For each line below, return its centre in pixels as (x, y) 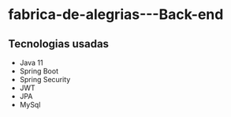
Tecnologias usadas (58, 44)
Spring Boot (39, 71)
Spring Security (45, 79)
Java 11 (31, 62)
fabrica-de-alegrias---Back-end (116, 15)
